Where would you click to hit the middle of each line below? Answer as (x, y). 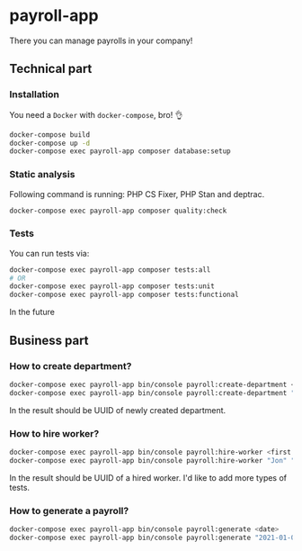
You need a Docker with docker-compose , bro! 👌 (96, 114)
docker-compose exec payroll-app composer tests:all (110, 270)
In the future (32, 312)
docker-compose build (50, 135)
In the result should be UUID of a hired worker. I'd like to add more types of (148, 477)
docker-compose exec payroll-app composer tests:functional (124, 295)
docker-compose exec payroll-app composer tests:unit (112, 286)
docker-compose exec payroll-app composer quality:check (118, 211)
